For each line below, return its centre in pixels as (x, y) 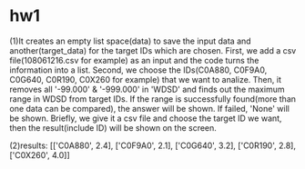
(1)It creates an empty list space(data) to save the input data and (131, 41)
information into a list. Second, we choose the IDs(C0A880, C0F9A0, (138, 70)
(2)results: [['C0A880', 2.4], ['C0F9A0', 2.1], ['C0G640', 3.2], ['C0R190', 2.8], (152, 145)
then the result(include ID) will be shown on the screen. (113, 127)
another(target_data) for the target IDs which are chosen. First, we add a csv (153, 50)
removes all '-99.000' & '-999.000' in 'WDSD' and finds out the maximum (147, 89)
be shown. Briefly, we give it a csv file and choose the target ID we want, (146, 118)
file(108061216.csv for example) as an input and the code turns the (134, 60)
